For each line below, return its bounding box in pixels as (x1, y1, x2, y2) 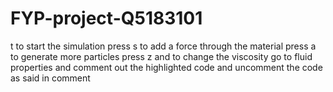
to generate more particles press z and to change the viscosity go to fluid (10, 50, 313, 62)
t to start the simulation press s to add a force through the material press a (10, 40, 317, 52)
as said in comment (10, 72, 91, 84)
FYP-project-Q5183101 (10, 7, 203, 30)
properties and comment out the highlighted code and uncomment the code (10, 61, 323, 73)
